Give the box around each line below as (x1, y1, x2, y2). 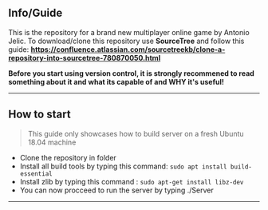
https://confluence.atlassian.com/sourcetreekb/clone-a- (30, 44, 226, 54)
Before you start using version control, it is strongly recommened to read (8, 68, 255, 78)
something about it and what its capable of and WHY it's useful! (8, 77, 225, 86)
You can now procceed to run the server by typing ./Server (19, 185, 214, 195)
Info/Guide (8, 6, 63, 20)
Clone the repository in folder (19, 153, 117, 162)
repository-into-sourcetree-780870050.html (8, 53, 161, 62)
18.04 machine (27, 137, 77, 147)
